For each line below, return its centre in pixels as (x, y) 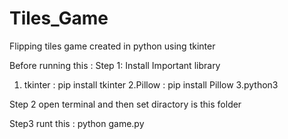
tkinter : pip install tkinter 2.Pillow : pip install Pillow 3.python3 (151, 84)
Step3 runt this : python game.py (77, 123)
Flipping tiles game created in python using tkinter (112, 46)
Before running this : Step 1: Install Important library (115, 65)
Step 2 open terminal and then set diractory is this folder (125, 104)
